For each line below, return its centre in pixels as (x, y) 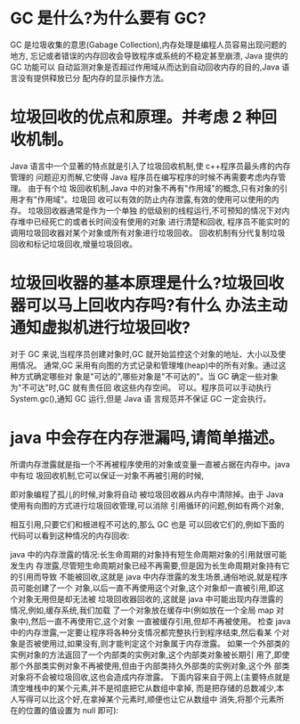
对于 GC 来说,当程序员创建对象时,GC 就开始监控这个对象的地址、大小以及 (144, 354)
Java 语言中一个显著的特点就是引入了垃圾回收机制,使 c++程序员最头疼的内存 (150, 166)
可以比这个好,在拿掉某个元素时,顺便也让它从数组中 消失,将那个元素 (155, 699)
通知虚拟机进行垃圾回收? (100, 328)
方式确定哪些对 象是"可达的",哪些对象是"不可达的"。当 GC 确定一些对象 (148, 376)
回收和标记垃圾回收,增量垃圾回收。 (74, 244)
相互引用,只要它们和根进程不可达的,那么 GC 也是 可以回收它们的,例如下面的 (147, 524)
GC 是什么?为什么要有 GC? (109, 18)
